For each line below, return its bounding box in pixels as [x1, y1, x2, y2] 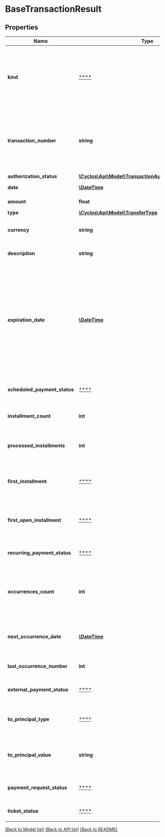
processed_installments [7, 442, 65, 449]
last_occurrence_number [7, 663, 68, 669]
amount [7, 198, 26, 205]
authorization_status [7, 173, 57, 179]
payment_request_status [7, 784, 67, 791]
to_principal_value [7, 752, 52, 758]
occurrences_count [7, 588, 55, 595]
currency [7, 227, 29, 233]
